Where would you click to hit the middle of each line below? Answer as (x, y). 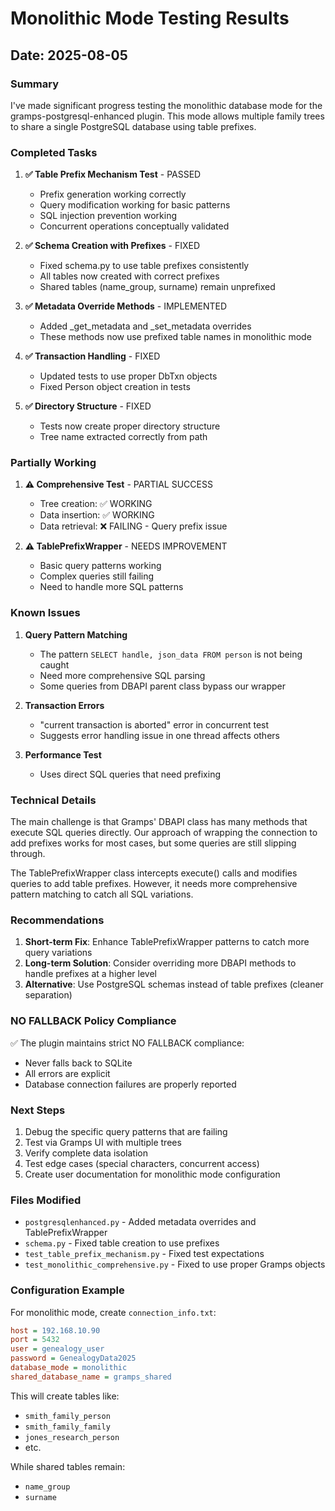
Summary (35, 84)
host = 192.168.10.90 (55, 1330)
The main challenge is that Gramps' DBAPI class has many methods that (159, 822)
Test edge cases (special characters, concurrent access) (142, 1163)
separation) (48, 995)
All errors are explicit (67, 1073)
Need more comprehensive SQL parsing (122, 675)
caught (54, 664)
